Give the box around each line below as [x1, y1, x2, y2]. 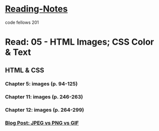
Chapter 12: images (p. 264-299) [5, 107, 84, 114]
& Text [5, 47, 31, 58]
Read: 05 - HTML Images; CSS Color [5, 36, 154, 48]
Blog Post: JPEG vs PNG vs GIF [5, 120, 79, 127]
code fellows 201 [5, 19, 39, 25]
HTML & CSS [5, 66, 45, 74]
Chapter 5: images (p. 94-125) [5, 81, 78, 87]
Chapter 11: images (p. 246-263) [5, 94, 83, 100]
